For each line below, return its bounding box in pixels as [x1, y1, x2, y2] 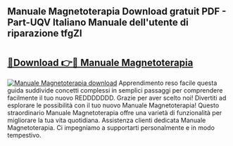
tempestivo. [7, 131, 42, 139]
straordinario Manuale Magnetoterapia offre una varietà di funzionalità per [7, 109, 222, 117]
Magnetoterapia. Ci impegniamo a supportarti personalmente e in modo [7, 124, 215, 132]
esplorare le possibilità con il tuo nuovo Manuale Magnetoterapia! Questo [7, 101, 220, 109]
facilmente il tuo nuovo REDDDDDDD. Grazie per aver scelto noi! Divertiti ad [7, 94, 227, 102]
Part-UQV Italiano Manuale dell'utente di [7, 17, 189, 29]
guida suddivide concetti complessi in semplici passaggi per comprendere [7, 86, 223, 94]
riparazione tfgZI [7, 27, 82, 39]
